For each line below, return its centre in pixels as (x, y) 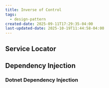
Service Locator (31, 49)
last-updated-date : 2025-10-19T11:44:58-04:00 (55, 28)
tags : (11, 14)
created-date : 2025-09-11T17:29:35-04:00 (49, 24)
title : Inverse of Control (33, 10)
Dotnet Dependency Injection (42, 79)
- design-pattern (28, 19)
